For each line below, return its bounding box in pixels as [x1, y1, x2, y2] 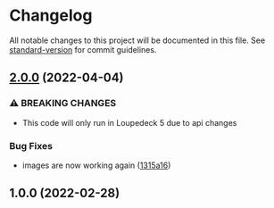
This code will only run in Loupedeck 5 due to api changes [21, 117, 237, 128]
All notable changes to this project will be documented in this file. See [9, 35, 266, 46]
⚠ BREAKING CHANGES [9, 97, 117, 110]
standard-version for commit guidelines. [9, 44, 157, 54]
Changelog [9, 5, 93, 26]
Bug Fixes [9, 139, 54, 152]
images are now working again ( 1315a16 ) [21, 160, 171, 171]
